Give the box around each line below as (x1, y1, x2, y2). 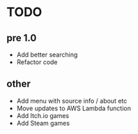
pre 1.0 (6, 32, 37, 44)
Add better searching (16, 50, 78, 59)
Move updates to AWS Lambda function (16, 104, 132, 112)
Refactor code (16, 58, 58, 66)
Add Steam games (16, 119, 70, 127)
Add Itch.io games (16, 111, 70, 119)
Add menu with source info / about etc (16, 96, 128, 105)
